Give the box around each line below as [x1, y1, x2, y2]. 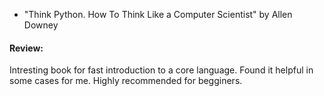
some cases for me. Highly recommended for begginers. [9, 75, 243, 87]
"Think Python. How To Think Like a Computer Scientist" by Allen [23, 9, 293, 20]
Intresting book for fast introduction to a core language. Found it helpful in [9, 64, 314, 76]
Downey [23, 19, 59, 31]
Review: [9, 42, 44, 54]
